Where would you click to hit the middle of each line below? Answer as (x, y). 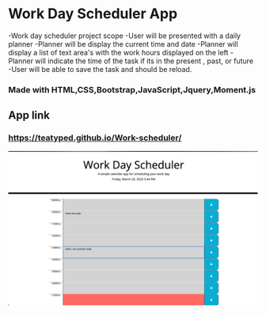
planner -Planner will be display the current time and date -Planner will (123, 44)
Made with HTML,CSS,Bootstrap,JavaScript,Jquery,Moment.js (132, 89)
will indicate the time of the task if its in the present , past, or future (144, 61)
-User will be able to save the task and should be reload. (100, 69)
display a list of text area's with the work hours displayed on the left (118, 52)
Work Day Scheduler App (93, 14)
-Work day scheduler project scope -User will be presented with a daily (125, 36)
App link (29, 115)
